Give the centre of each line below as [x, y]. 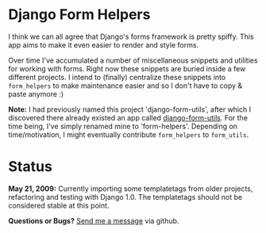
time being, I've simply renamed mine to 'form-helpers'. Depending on [123, 126]
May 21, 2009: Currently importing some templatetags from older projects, [131, 189]
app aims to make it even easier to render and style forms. [104, 44]
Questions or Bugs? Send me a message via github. [94, 220]
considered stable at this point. [59, 205]
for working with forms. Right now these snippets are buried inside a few [127, 68]
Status [31, 167]
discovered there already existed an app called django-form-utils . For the [128, 117]
